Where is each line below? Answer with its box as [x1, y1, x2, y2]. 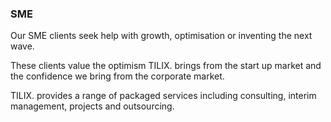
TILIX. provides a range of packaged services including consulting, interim [10, 90, 317, 102]
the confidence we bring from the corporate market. [10, 70, 225, 82]
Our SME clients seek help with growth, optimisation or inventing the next [10, 30, 313, 42]
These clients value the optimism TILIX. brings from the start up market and [10, 60, 322, 72]
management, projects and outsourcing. [10, 100, 175, 112]
